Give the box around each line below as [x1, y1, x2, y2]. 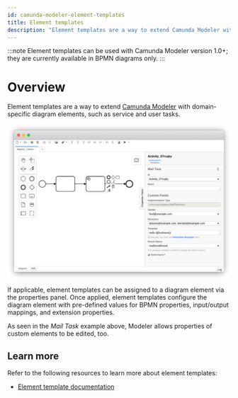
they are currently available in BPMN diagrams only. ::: [7, 54, 166, 63]
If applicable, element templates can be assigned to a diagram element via [7, 285, 225, 294]
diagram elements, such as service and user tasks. [32, 110, 181, 118]
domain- [191, 103, 217, 111]
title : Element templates [7, 18, 84, 26]
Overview [7, 79, 66, 95]
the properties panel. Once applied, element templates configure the [7, 293, 208, 302]
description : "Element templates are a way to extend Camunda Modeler [7, 26, 220, 33]
